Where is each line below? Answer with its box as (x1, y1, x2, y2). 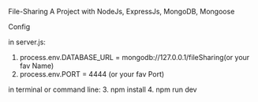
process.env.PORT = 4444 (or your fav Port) (19, 70, 165, 78)
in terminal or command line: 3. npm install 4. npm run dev (8, 85, 197, 94)
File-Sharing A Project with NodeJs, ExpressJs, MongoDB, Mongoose (8, 7, 235, 16)
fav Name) (19, 61, 54, 70)
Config (8, 22, 31, 31)
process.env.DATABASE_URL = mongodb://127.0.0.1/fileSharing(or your (19, 53, 250, 62)
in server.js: (8, 37, 46, 47)
